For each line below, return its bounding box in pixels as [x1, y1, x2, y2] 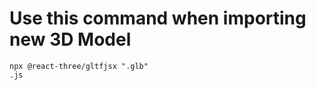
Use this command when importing [9, 7, 307, 30]
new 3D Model [9, 28, 132, 51]
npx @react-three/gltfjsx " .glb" [9, 61, 149, 71]
